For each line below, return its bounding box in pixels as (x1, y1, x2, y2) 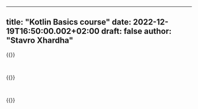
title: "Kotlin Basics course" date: (6, 17, 131, 27)
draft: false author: (101, 26, 172, 36)
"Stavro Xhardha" (6, 36, 74, 46)
